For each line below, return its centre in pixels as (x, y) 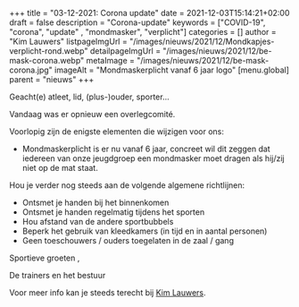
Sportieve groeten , (45, 258)
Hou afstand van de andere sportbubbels (98, 222)
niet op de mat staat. (60, 168)
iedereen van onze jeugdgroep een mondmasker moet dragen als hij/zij (153, 158)
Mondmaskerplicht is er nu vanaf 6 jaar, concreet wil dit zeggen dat (146, 149)
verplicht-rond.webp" (49, 51)
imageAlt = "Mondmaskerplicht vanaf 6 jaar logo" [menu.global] (172, 70)
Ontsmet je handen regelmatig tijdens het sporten (113, 212)
